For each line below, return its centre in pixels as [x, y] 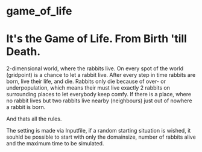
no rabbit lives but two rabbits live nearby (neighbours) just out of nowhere [99, 101]
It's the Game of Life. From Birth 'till [96, 39]
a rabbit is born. [26, 107]
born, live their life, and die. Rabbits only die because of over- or [86, 81]
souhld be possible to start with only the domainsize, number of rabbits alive [101, 137]
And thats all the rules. [34, 119]
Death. [24, 52]
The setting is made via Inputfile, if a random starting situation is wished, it [99, 131]
